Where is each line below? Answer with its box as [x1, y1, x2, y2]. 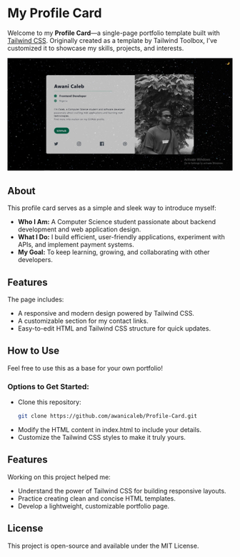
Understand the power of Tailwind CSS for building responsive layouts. [17, 486, 226, 495]
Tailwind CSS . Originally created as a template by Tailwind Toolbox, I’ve [7, 36, 218, 44]
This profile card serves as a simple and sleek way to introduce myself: [7, 204, 216, 212]
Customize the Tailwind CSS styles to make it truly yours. [17, 433, 186, 442]
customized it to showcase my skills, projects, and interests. [7, 44, 184, 52]
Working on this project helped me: [7, 473, 111, 481]
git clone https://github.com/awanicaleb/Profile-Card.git [17, 413, 198, 420]
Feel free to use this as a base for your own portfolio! [7, 363, 163, 372]
